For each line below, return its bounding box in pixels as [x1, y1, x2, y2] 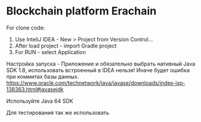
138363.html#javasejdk [6, 85, 64, 93]
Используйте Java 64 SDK [6, 97, 73, 105]
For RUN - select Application [14, 48, 86, 55]
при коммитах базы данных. [6, 73, 79, 80]
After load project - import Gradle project [14, 42, 117, 49]
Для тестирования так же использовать [6, 109, 110, 116]
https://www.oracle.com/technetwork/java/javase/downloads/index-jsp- [6, 79, 185, 87]
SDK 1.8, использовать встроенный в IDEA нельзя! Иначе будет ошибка [6, 66, 190, 73]
